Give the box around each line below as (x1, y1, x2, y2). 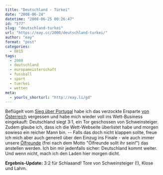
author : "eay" (5, 35, 35, 40)
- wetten (9, 85, 28, 91)
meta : (5, 90, 16, 95)
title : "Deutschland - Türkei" (5, 7, 70, 12)
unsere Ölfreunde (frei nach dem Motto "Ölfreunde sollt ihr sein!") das (5, 140, 149, 146)
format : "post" (5, 40, 37, 45)
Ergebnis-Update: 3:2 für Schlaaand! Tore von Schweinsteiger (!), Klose (5, 160, 153, 166)
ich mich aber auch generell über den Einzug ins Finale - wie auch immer (5, 135, 155, 141)
